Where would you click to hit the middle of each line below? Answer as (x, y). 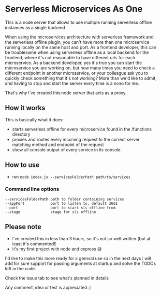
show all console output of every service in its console (66, 149)
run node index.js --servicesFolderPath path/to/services (71, 177)
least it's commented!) (34, 244)
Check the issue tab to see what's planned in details (57, 278)
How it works (25, 108)
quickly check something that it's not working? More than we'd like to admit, (81, 78)
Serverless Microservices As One (74, 9)
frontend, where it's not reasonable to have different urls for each (70, 57)
